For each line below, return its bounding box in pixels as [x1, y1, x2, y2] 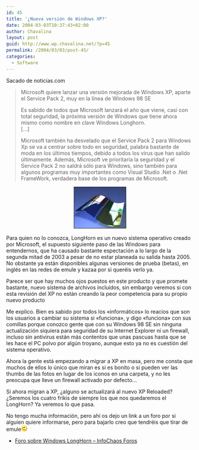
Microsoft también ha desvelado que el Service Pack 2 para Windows [20, 137, 191, 144]
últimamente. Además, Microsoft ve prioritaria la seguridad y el [20, 155, 175, 163]
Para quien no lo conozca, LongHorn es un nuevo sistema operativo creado [6, 234, 191, 241]
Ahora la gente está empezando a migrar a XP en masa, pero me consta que [6, 357, 193, 364]
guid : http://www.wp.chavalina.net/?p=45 [6, 41, 110, 47]
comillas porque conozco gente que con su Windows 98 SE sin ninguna [6, 320, 182, 327]
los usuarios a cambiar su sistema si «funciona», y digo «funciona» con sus [6, 314, 191, 321]
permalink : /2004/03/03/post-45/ [6, 48, 89, 54]
